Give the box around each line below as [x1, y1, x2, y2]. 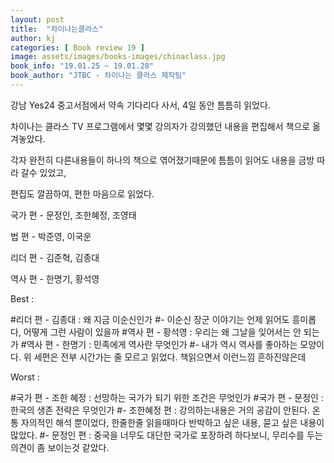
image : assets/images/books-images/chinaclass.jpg [10, 52, 226, 62]
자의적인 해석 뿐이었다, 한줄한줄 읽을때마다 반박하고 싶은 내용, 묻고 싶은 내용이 [20, 416, 325, 428]
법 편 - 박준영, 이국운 [10, 230, 92, 242]
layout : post [10, 14, 65, 25]
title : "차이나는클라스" [10, 24, 104, 34]
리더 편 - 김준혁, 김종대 [10, 251, 100, 263]
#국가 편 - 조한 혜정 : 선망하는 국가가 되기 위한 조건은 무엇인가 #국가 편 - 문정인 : [10, 391, 324, 403]
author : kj [10, 33, 56, 43]
